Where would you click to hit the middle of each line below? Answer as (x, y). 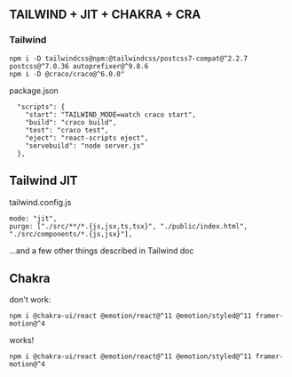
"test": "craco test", (67, 130)
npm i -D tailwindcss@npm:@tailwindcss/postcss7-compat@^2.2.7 (129, 58)
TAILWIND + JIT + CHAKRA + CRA (105, 15)
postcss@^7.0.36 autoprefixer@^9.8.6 (79, 66)
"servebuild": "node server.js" (85, 146)
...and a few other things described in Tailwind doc (102, 250)
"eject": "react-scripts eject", (87, 138)
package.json (34, 90)
